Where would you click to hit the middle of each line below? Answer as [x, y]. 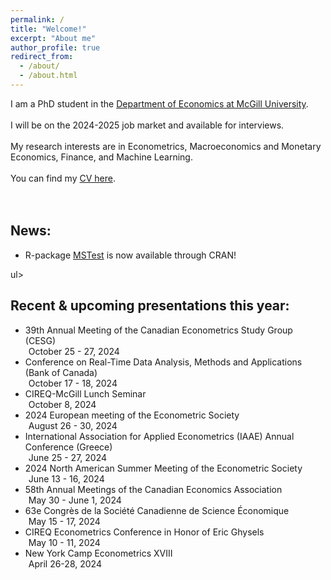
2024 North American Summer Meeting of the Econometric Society [163, 468]
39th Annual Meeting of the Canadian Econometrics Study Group [158, 330]
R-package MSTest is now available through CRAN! [130, 255]
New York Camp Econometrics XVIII [98, 553]
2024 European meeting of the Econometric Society [132, 415]
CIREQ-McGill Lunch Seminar [85, 393]
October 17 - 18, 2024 [73, 383]
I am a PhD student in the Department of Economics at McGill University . [159, 103]
